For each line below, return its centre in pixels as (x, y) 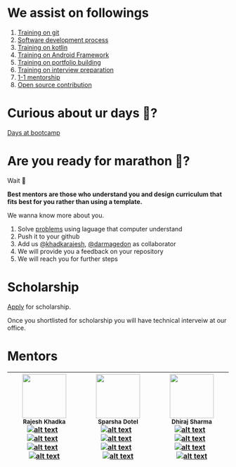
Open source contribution (55, 84)
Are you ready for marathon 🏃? (99, 161)
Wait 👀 (17, 180)
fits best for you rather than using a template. (75, 201)
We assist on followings (78, 13)
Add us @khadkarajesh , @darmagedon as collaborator (97, 243)
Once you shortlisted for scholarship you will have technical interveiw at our (117, 320)
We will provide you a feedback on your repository (90, 251)
